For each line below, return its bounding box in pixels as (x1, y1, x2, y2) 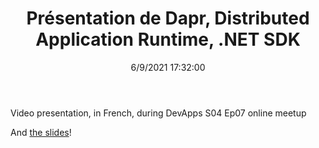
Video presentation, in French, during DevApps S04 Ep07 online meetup (10, 107, 307, 119)
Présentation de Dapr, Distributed (26, 7, 310, 30)
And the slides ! (10, 126, 72, 138)
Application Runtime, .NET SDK (35, 28, 301, 51)
